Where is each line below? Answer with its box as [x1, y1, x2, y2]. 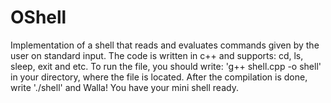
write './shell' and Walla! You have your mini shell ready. [10, 81, 239, 93]
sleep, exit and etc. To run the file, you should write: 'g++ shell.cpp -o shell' [10, 60, 322, 72]
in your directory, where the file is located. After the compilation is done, [10, 71, 308, 83]
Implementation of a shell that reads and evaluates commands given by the [10, 39, 320, 51]
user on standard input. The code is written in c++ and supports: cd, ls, [10, 49, 304, 61]
